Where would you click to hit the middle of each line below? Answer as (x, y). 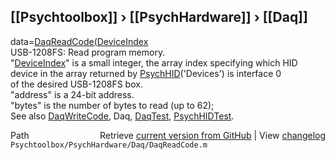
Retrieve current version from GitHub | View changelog (212, 135)
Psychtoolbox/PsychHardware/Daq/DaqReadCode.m (109, 145)
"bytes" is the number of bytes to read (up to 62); (112, 105)
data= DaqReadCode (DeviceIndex (79, 41)
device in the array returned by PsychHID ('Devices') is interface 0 (146, 73)
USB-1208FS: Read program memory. (88, 52)
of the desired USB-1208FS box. (76, 84)
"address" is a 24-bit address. (72, 94)
